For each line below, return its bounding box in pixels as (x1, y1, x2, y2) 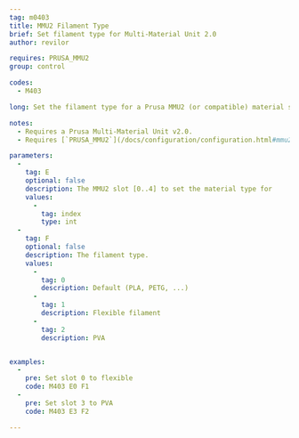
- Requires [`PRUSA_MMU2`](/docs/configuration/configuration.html (17, 135, 273, 144)
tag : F (25, 234, 50, 243)
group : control (9, 62, 66, 71)
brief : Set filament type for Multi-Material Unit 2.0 (9, 29, 217, 38)
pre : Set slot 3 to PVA (25, 398, 114, 408)
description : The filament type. (25, 250, 149, 259)
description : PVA (41, 333, 105, 343)
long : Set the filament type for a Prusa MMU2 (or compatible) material (9, 102, 285, 111)
